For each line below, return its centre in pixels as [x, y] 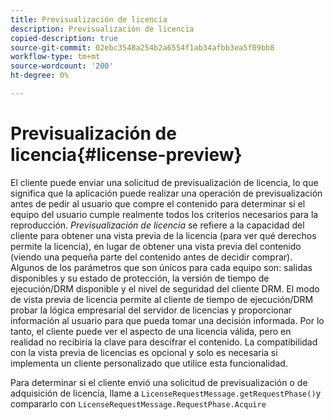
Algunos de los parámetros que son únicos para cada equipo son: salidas [161, 267]
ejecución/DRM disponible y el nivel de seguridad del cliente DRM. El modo [165, 288]
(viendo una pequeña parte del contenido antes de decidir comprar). [151, 257]
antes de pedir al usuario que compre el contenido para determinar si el [158, 203]
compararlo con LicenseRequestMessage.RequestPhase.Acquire [138, 403]
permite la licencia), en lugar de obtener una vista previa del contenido [156, 246]
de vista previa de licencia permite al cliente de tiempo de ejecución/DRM [162, 299]
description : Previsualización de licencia [102, 29]
